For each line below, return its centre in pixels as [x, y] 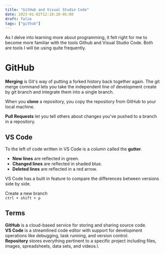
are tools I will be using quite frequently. [46, 48]
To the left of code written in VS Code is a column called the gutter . [74, 149]
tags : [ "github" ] [23, 23]
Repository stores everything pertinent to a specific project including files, [81, 241]
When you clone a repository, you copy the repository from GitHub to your [81, 102]
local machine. [20, 107]
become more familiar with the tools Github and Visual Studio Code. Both [79, 43]
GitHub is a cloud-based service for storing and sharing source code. [76, 225]
